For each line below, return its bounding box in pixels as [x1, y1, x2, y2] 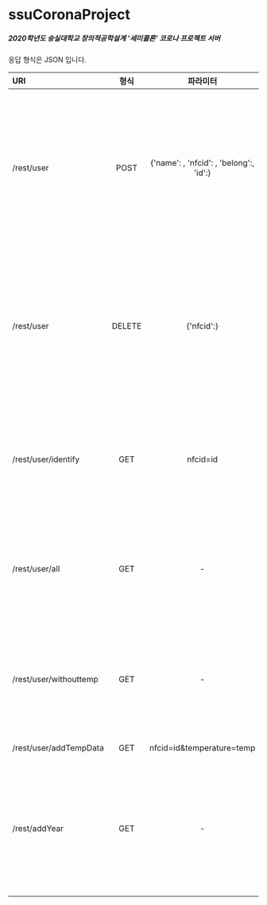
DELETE [111, 321, 142, 332]
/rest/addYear [12, 823, 64, 834]
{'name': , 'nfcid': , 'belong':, [150, 158, 255, 169]
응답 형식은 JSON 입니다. [8, 55, 87, 64]
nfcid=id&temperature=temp [149, 743, 256, 754]
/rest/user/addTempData [12, 743, 105, 754]
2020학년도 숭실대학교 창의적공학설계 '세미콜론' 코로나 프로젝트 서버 [8, 33, 221, 43]
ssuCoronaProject [8, 6, 131, 24]
